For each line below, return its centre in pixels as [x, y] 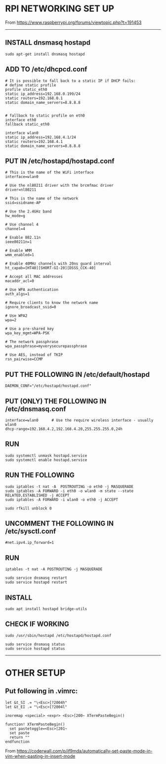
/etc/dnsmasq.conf [36, 409]
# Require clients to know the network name [52, 303]
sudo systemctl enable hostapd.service [46, 460]
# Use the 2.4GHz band [28, 211]
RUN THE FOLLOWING [40, 475]
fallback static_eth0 [27, 124]
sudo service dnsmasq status [35, 644]
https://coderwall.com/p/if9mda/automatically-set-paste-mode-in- [84, 751]
